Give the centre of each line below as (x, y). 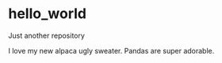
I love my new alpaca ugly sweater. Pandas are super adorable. (111, 50)
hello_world (48, 14)
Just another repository (47, 35)
